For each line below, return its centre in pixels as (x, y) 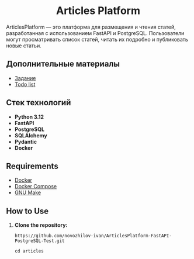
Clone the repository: (41, 225)
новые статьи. (24, 46)
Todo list (25, 84)
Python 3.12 (29, 117)
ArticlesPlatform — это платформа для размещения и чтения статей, (91, 27)
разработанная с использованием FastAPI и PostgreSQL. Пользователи (95, 33)
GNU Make (28, 193)
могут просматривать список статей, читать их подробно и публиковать (97, 39)
